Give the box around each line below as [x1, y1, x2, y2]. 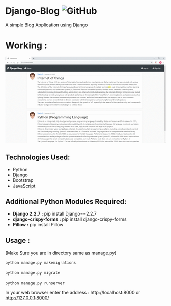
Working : [5, 40, 47, 51]
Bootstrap [12, 177, 34, 183]
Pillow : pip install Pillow [12, 222, 64, 228]
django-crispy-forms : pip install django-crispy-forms [12, 216, 127, 222]
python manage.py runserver [5, 281, 65, 286]
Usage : [5, 236, 31, 245]
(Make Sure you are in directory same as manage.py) [5, 250, 117, 256]
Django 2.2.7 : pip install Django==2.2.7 [12, 211, 97, 217]
